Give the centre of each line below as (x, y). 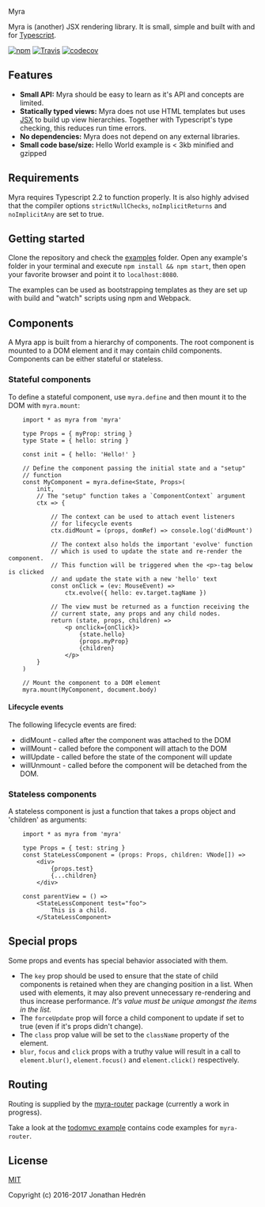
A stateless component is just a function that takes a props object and (122, 812)
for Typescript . (32, 35)
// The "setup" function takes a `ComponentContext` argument (141, 496)
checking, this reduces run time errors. (83, 128)
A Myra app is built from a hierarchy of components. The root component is (131, 342)
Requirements (44, 178)
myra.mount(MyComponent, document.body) (90, 690)
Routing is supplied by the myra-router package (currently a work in (119, 1103)
